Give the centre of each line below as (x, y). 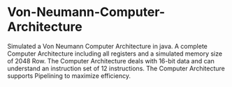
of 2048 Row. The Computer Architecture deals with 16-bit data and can (111, 61)
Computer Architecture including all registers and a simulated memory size (115, 54)
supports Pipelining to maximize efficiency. (69, 76)
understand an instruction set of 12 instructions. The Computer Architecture (116, 68)
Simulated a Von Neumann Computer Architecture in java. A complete (108, 46)
